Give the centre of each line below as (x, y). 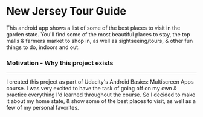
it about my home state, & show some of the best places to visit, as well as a (101, 101)
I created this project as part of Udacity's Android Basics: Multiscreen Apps (100, 82)
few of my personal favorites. (43, 108)
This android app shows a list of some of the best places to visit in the (93, 28)
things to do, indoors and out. (43, 47)
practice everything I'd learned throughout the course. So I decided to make (101, 95)
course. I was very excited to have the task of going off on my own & (92, 89)
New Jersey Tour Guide (66, 11)
